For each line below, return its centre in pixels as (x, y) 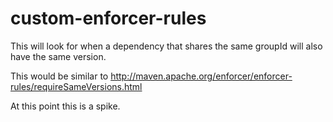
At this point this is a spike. (65, 106)
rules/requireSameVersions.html (76, 86)
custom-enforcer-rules (108, 18)
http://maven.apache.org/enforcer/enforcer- (201, 76)
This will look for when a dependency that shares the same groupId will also (166, 46)
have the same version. (58, 56)
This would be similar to (59, 76)
